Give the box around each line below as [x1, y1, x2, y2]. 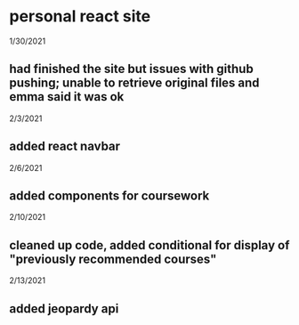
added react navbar [9, 139, 121, 154]
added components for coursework [9, 188, 210, 203]
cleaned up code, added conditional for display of [9, 238, 290, 253]
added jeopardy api [9, 301, 119, 316]
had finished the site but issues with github [9, 61, 254, 77]
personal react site [9, 6, 151, 27]
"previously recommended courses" [9, 251, 217, 266]
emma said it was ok [9, 89, 125, 104]
